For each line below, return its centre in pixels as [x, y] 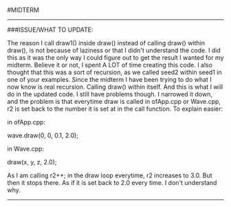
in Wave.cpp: [26, 149]
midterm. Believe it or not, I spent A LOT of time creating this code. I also [110, 65]
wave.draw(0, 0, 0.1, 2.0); [43, 135]
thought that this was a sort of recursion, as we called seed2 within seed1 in [114, 72]
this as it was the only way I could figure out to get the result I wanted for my [115, 57]
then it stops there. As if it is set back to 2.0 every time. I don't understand [112, 183]
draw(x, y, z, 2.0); [32, 162]
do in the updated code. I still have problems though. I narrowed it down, [110, 94]
